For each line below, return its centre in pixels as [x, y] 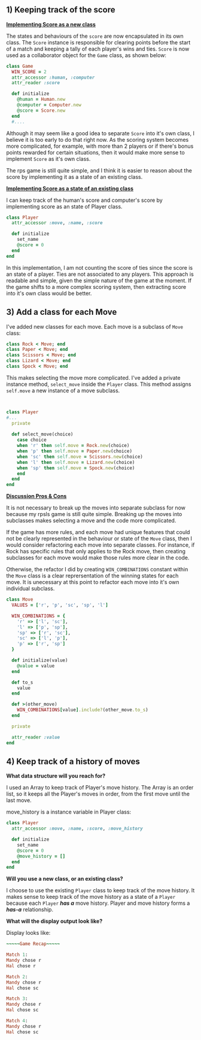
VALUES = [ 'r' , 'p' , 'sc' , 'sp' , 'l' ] [60, 605]
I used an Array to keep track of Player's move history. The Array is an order [100, 788]
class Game [20, 66]
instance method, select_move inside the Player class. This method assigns [99, 384]
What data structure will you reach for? [56, 776]
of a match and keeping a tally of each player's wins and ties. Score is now [98, 49]
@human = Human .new [41, 99]
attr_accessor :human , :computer [53, 78]
